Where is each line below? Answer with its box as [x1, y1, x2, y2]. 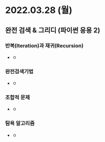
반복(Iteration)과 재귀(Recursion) [5, 42, 84, 49]
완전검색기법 [5, 68, 34, 75]
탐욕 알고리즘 [5, 120, 35, 127]
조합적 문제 [5, 94, 30, 101]
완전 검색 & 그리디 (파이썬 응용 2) [5, 26, 101, 34]
